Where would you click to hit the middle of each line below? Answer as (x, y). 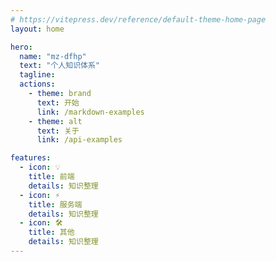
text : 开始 (58, 102)
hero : (21, 47)
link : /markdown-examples (90, 112)
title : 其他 (51, 232)
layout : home (37, 29)
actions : (37, 84)
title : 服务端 (55, 204)
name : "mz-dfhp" (53, 56)
